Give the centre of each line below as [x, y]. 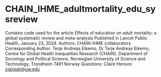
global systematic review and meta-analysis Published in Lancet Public [76, 38]
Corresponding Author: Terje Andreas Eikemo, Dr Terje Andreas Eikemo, [78, 48]
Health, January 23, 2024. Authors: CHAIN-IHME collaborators [68, 43]
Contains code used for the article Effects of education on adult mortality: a [81, 33]
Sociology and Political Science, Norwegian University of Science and [75, 58]
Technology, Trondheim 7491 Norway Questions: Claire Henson [69, 64]
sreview [21, 19]
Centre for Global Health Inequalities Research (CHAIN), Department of [76, 53]
